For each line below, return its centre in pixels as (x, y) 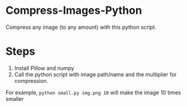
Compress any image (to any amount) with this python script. (81, 27)
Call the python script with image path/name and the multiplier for (96, 74)
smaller (15, 99)
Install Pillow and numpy (44, 68)
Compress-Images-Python (74, 11)
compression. (31, 81)
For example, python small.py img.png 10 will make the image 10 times (93, 92)
